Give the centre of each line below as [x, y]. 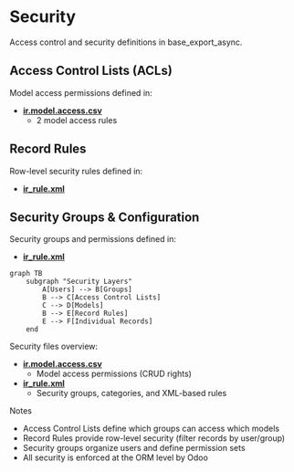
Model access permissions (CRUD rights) [114, 374]
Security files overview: [54, 346]
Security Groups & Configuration [105, 217]
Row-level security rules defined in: [76, 171]
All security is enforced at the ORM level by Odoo [115, 457]
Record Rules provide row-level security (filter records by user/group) [154, 438]
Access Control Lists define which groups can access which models [151, 429]
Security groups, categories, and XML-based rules [131, 393]
